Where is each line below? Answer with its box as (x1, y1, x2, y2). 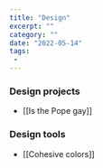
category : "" (9, 30, 59, 39)
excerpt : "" (9, 22, 54, 31)
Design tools (9, 128, 66, 141)
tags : (9, 47, 30, 56)
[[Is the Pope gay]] (22, 106, 93, 117)
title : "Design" (9, 13, 70, 23)
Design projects (9, 85, 80, 98)
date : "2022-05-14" (9, 38, 83, 48)
